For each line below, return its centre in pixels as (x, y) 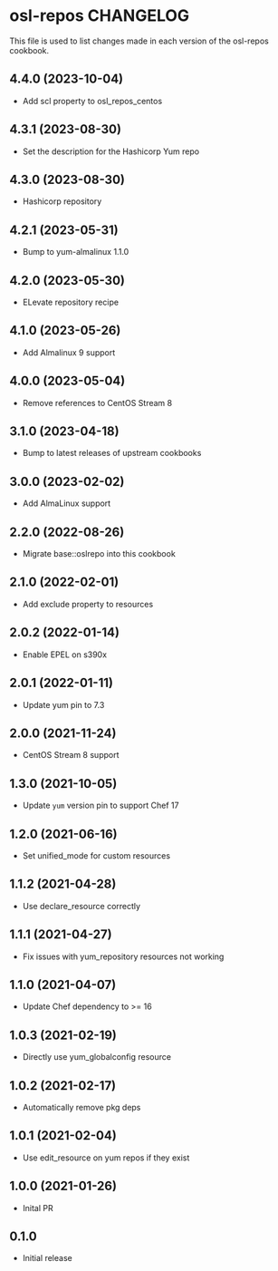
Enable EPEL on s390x (64, 655)
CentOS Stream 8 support (71, 755)
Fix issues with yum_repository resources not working (123, 956)
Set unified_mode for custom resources (96, 855)
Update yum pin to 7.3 (63, 704)
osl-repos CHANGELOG (100, 16)
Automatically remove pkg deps (81, 1107)
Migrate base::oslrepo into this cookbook (99, 554)
